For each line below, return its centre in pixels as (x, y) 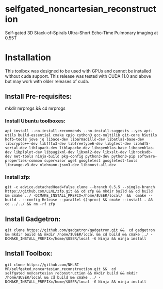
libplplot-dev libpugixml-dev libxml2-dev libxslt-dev (70, 152)
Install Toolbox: (29, 254)
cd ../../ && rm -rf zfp (30, 204)
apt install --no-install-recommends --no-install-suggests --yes (73, 131)
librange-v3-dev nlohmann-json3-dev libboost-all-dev (61, 165)
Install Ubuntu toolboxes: (35, 121)
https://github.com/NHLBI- (54, 265)
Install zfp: (18, 177)
